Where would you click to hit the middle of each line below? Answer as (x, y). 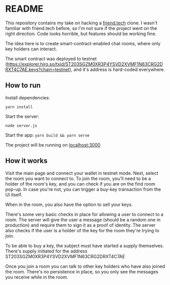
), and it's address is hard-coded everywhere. (117, 69)
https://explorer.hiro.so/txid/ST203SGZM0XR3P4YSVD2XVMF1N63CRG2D (85, 64)
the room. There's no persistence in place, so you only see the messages (82, 271)
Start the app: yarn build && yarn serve (47, 135)
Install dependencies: (28, 97)
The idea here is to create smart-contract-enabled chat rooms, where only (83, 43)
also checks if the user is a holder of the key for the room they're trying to (82, 230)
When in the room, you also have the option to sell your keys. (69, 204)
